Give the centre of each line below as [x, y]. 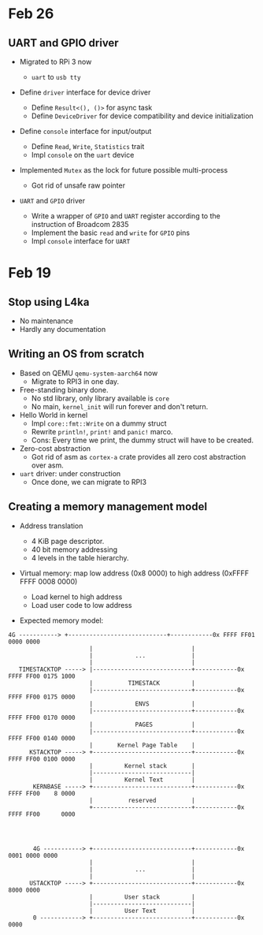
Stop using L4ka [49, 302]
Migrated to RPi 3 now [56, 61]
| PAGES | [142, 725]
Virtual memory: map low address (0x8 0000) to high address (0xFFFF [134, 573]
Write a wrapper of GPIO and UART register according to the [126, 216]
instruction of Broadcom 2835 [80, 224]
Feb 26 [31, 14]
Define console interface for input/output [85, 131]
